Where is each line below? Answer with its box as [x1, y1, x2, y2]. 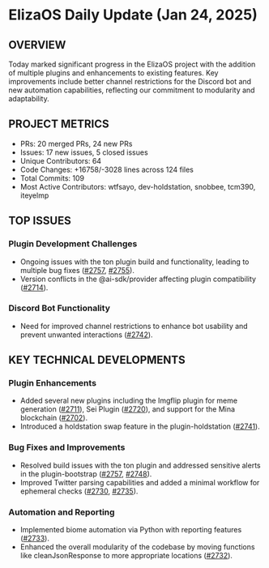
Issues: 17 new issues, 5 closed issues [19, 147, 148, 157]
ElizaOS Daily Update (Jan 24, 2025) [8, 6, 258, 24]
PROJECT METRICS [8, 117, 109, 131]
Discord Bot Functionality [8, 302, 111, 314]
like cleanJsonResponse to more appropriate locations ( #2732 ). [19, 551, 233, 561]
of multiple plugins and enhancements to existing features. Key [8, 68, 219, 78]
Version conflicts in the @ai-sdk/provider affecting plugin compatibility [19, 274, 257, 284]
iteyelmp [19, 190, 49, 200]
